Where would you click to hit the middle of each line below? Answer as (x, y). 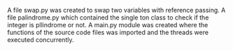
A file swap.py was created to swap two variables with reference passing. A (116, 10)
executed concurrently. (41, 40)
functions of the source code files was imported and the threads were (108, 32)
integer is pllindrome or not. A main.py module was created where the (108, 25)
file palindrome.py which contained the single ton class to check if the (108, 17)
